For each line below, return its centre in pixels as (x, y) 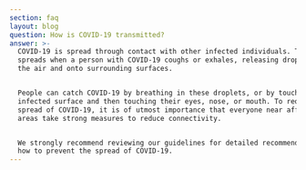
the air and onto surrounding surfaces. (95, 69)
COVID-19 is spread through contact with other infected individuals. (154, 52)
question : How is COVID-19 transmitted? (87, 35)
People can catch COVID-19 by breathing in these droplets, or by (146, 93)
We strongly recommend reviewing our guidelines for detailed (138, 143)
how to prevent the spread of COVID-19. (95, 151)
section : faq (34, 18)
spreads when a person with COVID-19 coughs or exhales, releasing (148, 60)
